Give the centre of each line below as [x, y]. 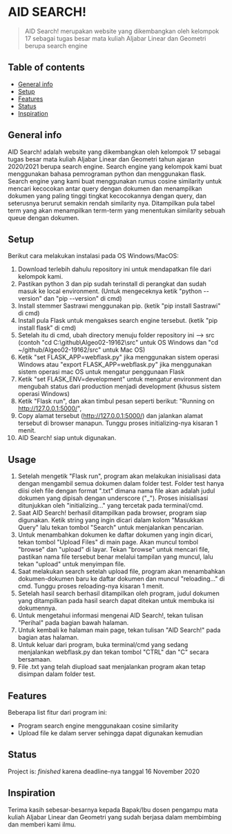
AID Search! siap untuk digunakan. [67, 438]
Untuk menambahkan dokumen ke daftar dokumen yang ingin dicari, [115, 535]
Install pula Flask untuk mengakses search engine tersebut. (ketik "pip [118, 321]
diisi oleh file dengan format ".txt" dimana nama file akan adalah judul [116, 491]
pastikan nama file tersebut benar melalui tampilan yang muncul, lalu [115, 557]
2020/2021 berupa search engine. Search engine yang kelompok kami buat [115, 166]
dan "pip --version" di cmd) [83, 299]
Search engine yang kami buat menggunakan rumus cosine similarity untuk [115, 181]
